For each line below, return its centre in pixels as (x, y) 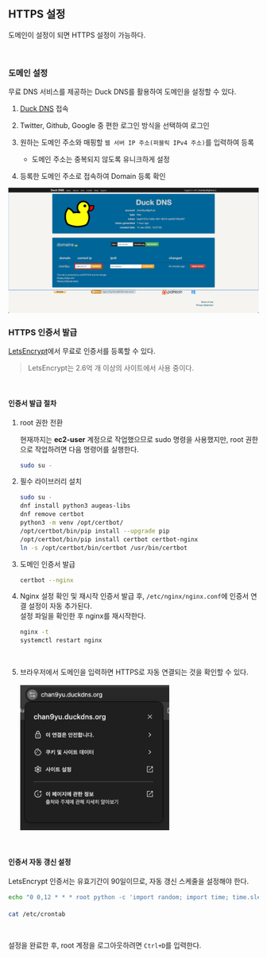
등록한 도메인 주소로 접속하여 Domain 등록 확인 (93, 176)
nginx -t (34, 632)
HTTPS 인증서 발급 (43, 332)
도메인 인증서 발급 (47, 564)
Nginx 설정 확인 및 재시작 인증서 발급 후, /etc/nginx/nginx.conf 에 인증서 (134, 596)
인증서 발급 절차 (33, 403)
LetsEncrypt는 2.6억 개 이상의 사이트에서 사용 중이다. (111, 368)
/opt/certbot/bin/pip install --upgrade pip (95, 531)
